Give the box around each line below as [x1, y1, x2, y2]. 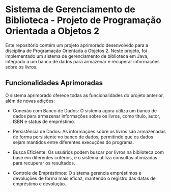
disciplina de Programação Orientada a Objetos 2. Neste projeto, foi [5, 47, 148, 54]
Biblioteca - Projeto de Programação [5, 14, 162, 26]
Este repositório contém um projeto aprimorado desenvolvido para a [5, 42, 149, 48]
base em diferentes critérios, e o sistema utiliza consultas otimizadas [12, 154, 158, 160]
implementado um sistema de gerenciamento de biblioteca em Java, [5, 53, 149, 59]
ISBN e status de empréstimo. [12, 118, 75, 125]
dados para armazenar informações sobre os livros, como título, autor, [12, 113, 160, 119]
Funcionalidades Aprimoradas [5, 79, 103, 87]
